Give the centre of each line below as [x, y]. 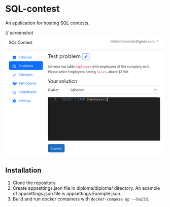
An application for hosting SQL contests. [47, 23]
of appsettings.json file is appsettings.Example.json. [67, 193]
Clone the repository [34, 183]
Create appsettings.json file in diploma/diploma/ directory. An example [86, 188]
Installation [23, 170]
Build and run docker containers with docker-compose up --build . [81, 199]
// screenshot [19, 32]
